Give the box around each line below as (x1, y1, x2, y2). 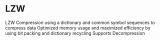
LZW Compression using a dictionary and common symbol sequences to (5, 19, 155, 25)
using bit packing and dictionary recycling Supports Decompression (5, 30, 145, 36)
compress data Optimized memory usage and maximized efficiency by (5, 24, 151, 30)
